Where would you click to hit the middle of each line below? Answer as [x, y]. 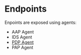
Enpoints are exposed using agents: [40, 22]
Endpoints [26, 9]
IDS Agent [22, 37]
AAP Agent [23, 32]
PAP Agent [22, 47]
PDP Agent [22, 42]
